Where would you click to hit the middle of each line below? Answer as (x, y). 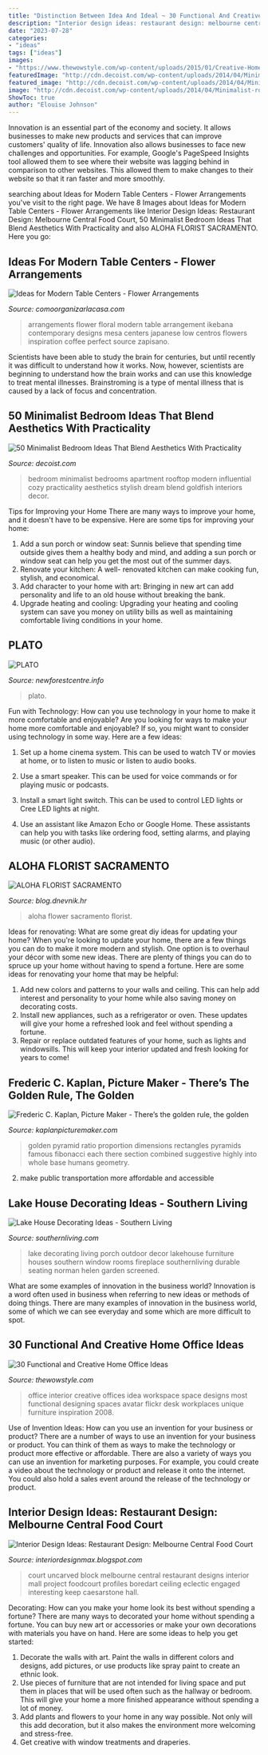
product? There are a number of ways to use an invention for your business (132, 1436)
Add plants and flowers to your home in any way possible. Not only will (136, 1717)
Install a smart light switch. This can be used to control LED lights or (131, 800)
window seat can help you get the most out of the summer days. (126, 560)
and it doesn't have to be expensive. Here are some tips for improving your (131, 520)
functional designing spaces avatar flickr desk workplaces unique (136, 1403)
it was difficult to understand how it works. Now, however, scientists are (126, 365)
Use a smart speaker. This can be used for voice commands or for (128, 776)
